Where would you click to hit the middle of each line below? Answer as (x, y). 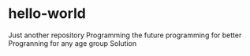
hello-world (47, 14)
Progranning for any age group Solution (72, 43)
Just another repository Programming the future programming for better (125, 35)
